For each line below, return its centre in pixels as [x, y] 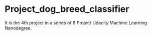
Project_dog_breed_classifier [67, 9]
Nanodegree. [18, 28]
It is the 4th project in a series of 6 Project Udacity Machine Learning [76, 23]
